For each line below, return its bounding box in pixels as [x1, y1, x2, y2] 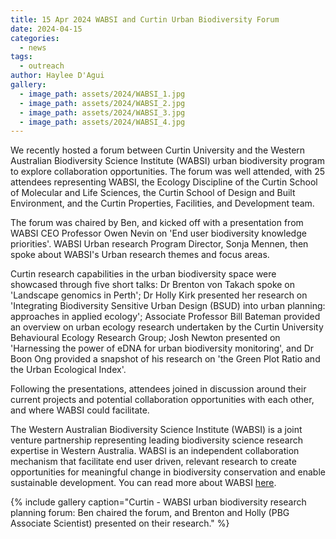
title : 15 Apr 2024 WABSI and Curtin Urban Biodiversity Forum [10, 14, 280, 25]
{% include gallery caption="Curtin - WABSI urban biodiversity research [10, 496, 307, 508]
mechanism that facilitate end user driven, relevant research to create [10, 456, 297, 468]
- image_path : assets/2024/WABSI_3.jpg [19, 107, 186, 118]
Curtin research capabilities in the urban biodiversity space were [10, 268, 277, 280]
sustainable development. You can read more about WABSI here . [10, 477, 277, 489]
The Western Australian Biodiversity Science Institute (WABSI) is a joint [10, 424, 303, 436]
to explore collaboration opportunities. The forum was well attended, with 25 [10, 166, 326, 178]
